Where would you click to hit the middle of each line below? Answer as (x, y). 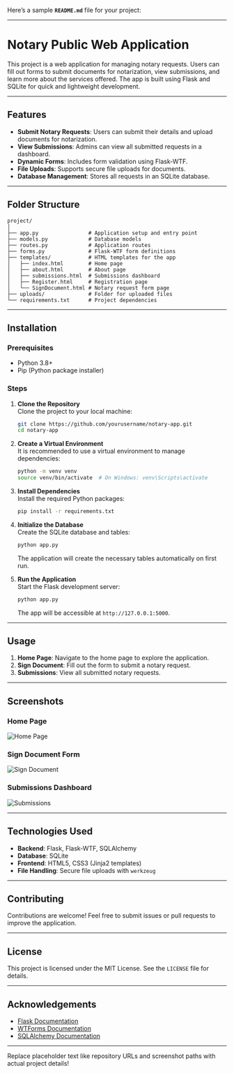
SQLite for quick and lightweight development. (74, 86)
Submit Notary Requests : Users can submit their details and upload (115, 131)
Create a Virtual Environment (60, 444)
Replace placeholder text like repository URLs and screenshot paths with (111, 1056)
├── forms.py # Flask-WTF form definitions (92, 251)
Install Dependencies (48, 491)
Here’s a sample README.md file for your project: (74, 10)
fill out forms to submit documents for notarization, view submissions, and (114, 71)
